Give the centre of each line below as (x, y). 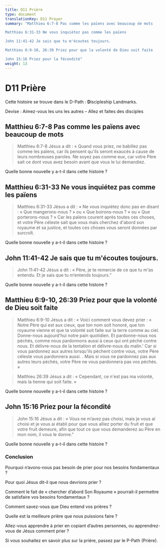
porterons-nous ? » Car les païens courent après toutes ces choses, (86, 217)
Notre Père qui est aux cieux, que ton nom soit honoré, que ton (81, 325)
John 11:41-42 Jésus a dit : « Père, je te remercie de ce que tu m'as (85, 270)
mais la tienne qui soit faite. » (47, 382)
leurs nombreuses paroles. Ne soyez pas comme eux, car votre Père (87, 157)
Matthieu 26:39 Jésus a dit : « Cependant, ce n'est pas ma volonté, (85, 376)
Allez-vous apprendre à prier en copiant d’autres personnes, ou (69, 525)
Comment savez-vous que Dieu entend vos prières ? (58, 507)
